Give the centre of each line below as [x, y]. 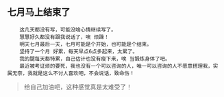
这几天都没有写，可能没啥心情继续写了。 [68, 29]
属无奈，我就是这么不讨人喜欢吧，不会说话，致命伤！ [71, 73]
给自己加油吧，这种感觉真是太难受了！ [78, 87]
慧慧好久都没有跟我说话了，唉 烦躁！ [64, 37]
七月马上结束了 [39, 12]
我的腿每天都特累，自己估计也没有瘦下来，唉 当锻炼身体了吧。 [95, 59]
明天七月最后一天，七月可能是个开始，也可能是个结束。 [86, 44]
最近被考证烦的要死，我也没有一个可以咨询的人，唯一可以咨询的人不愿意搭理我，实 [119, 66]
